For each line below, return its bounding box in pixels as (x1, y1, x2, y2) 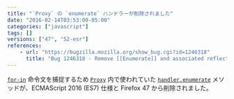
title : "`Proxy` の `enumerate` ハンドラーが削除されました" (7, 10, 174, 17)
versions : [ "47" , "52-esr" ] (7, 36, 89, 43)
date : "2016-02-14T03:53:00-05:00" (7, 17, 111, 24)
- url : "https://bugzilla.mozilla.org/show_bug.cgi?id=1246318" (19, 49, 210, 56)
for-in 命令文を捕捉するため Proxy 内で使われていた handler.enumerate (7, 75, 211, 83)
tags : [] (7, 29, 33, 37)
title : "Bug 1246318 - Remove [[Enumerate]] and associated (25, 55, 204, 62)
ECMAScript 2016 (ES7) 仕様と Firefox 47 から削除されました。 (31, 84, 212, 92)
